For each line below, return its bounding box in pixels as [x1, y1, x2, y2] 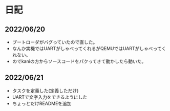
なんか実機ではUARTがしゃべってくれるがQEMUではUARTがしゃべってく [12, 46, 166, 51]
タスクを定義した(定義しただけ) [12, 87, 79, 94]
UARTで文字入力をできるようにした [12, 94, 88, 100]
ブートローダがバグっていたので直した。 [12, 39, 98, 45]
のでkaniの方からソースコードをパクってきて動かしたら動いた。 [12, 58, 146, 64]
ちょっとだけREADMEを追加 [12, 100, 72, 106]
